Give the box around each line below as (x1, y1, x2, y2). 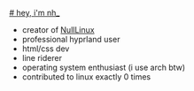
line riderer (21, 53, 62, 63)
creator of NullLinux (21, 25, 95, 34)
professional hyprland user (21, 34, 120, 44)
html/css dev (21, 43, 70, 54)
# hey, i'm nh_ (9, 8, 60, 18)
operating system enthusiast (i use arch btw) (21, 62, 186, 72)
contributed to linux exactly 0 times (21, 72, 151, 82)
